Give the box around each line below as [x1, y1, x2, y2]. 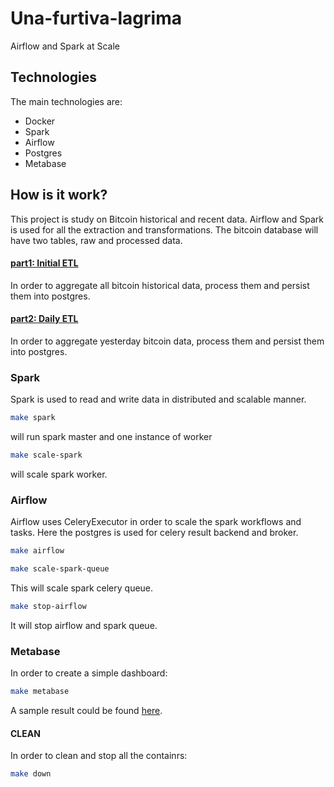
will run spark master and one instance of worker [10, 431, 213, 443]
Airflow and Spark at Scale [10, 40, 120, 52]
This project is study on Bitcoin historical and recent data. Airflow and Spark [10, 213, 324, 225]
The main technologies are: [10, 95, 123, 107]
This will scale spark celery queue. [10, 582, 154, 594]
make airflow [10, 546, 65, 556]
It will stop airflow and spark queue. [10, 619, 158, 631]
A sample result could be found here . [10, 705, 163, 717]
